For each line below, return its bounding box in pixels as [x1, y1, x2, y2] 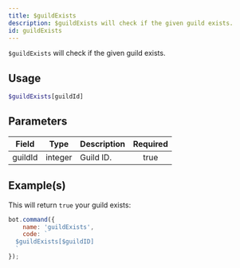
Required [132, 138, 169, 149]
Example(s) [8, 179, 66, 192]
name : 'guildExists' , [22, 223, 94, 231]
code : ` [22, 231, 48, 238]
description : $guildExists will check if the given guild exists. [8, 19, 234, 27]
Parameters [8, 115, 68, 128]
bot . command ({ [8, 215, 56, 223]
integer [45, 152, 73, 163]
